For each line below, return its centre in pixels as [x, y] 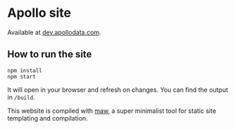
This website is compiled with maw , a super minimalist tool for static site [112, 111]
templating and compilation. [47, 118]
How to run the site [50, 54]
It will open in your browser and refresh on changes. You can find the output [118, 90]
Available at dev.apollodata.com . [54, 32]
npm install [25, 70]
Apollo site [39, 13]
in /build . [21, 97]
